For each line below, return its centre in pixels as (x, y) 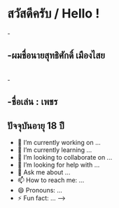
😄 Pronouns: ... (40, 190)
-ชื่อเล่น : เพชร (33, 102)
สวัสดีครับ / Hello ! (54, 14)
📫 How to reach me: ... (51, 180)
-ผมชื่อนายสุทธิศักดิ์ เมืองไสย (56, 56)
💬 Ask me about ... (44, 172)
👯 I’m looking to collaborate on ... (65, 157)
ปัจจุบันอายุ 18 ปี (36, 126)
